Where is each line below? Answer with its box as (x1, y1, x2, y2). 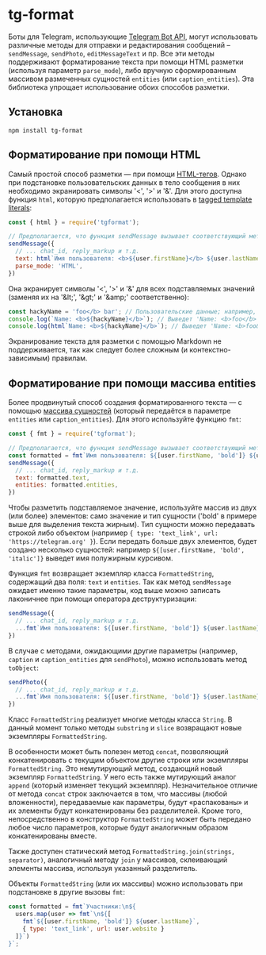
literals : (8, 202, 32, 212)
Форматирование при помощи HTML (8, 148, 201, 162)
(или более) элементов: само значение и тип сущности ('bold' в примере (8, 511, 257, 521)
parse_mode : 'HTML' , (15, 262, 83, 270)
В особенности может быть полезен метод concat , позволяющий (8, 747, 229, 757)
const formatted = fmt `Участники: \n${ (8, 903, 136, 911)
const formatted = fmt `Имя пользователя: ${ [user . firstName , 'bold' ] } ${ (8, 451, 257, 460)
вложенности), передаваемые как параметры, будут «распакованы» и (8, 798, 249, 807)
